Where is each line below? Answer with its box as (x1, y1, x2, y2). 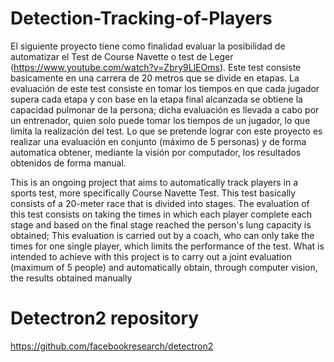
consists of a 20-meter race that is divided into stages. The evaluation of (10, 197, 310, 209)
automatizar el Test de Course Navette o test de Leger (10, 50, 234, 62)
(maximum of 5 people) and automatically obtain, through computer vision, (10, 261, 318, 273)
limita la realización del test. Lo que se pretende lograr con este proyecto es (10, 125, 323, 137)
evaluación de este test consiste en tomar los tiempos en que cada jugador (10, 82, 320, 94)
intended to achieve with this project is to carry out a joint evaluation (10, 250, 292, 262)
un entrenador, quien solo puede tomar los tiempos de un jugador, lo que (10, 114, 311, 126)
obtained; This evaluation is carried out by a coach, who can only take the (10, 229, 315, 241)
